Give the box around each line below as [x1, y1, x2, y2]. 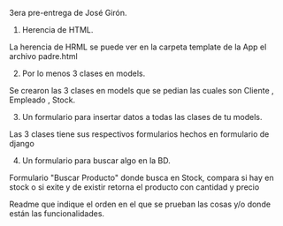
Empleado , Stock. [9, 94, 76, 105]
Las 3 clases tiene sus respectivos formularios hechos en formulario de [9, 129, 270, 139]
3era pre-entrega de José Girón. [9, 8, 127, 18]
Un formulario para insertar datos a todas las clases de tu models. [21, 112, 263, 122]
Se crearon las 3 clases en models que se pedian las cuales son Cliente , [9, 86, 274, 95]
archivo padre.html [9, 51, 78, 61]
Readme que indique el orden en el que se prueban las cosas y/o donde [9, 199, 272, 209]
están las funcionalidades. [9, 208, 104, 219]
